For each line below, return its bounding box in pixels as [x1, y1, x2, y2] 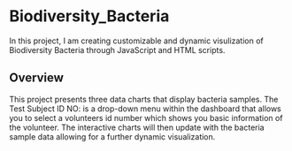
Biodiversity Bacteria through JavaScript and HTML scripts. [9, 44, 226, 55]
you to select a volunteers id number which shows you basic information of [9, 112, 283, 123]
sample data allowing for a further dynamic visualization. [9, 131, 216, 142]
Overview [9, 71, 65, 86]
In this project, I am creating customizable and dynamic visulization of [9, 35, 264, 46]
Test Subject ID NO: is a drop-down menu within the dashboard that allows [9, 103, 281, 114]
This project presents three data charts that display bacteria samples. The [9, 94, 279, 104]
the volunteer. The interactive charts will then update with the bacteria [9, 122, 265, 132]
